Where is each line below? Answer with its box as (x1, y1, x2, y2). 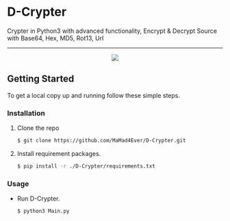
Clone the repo (16, 124, 60, 132)
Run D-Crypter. (16, 194, 60, 203)
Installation (7, 108, 46, 118)
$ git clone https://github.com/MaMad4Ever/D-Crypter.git (16, 138, 186, 144)
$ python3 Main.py (16, 208, 70, 215)
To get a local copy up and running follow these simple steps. (7, 91, 180, 99)
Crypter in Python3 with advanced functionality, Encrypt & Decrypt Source (7, 27, 218, 35)
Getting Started (7, 73, 75, 85)
